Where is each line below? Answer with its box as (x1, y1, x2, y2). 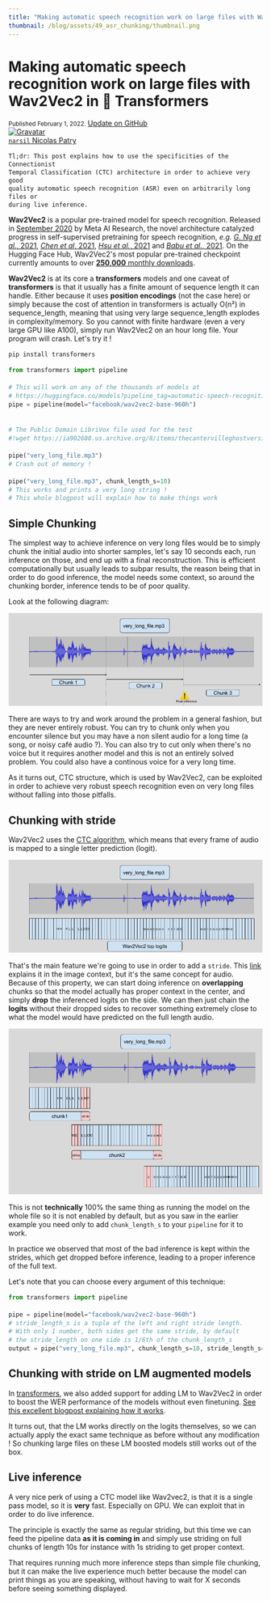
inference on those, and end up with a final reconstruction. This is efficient (8, 555, 256, 565)
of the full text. (8, 1260, 57, 1270)
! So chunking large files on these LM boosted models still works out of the (8, 1438, 256, 1448)
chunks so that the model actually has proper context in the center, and (8, 986, 246, 996)
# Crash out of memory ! (8, 460, 92, 468)
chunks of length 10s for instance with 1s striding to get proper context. (8, 1542, 245, 1552)
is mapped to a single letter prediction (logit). (8, 843, 158, 853)
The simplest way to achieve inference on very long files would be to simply (8, 538, 261, 548)
